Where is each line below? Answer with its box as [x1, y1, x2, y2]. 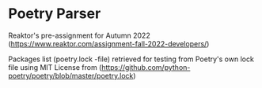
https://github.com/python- [101, 62, 191, 71]
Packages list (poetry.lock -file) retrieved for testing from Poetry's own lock [8, 54, 255, 64]
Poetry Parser [8, 5, 101, 23]
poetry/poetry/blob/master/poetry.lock [8, 71, 134, 80]
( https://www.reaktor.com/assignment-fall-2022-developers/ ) [8, 38, 210, 48]
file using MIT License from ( [8, 62, 102, 71]
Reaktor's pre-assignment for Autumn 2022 [8, 31, 150, 40]
